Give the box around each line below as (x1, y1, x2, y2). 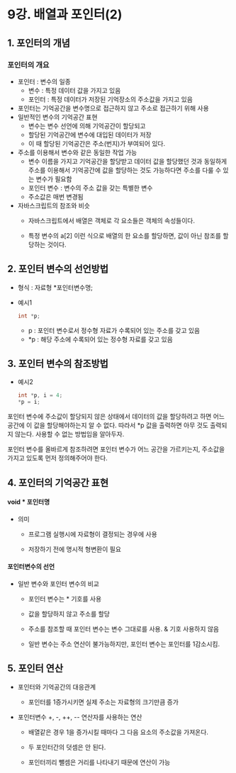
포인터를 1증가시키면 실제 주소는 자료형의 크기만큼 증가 (28, 697, 179, 706)
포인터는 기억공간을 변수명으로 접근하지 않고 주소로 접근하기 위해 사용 (17, 103, 209, 112)
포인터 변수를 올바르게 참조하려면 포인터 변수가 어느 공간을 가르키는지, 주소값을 (7, 445, 225, 453)
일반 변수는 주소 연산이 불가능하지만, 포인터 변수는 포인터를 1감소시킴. (28, 639, 220, 648)
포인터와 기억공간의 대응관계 (17, 682, 96, 691)
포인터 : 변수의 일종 (17, 77, 71, 86)
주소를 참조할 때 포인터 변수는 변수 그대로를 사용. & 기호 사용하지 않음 (28, 624, 220, 633)
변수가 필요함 (35, 174, 72, 183)
